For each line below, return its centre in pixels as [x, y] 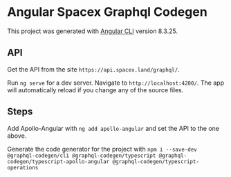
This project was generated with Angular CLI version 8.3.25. [93, 31]
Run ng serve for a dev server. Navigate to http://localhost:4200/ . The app [116, 83]
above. [17, 136]
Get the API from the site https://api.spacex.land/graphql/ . [93, 69]
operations [23, 167]
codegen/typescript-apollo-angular [58, 162]
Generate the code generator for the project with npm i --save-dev [102, 149]
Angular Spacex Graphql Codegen [107, 12]
